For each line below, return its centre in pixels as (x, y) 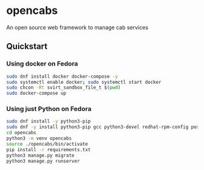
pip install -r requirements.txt (49, 149)
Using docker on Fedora (42, 64)
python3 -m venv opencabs (39, 138)
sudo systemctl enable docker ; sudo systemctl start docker (84, 82)
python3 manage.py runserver (43, 161)
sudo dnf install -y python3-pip (49, 121)
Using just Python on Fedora (49, 109)
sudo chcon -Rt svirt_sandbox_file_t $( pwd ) (63, 88)
